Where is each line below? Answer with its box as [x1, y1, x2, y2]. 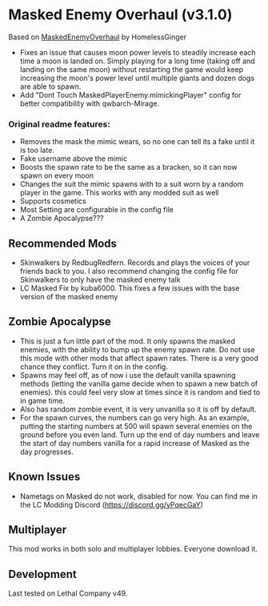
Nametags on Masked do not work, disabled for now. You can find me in [19, 491, 258, 501]
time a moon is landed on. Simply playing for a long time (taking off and [19, 56, 255, 66]
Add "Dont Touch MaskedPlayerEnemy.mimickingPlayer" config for [19, 90, 242, 99]
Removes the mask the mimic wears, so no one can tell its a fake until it [19, 137, 255, 146]
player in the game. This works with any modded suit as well [19, 188, 219, 198]
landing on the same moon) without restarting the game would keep [19, 64, 244, 74]
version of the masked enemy [19, 292, 118, 302]
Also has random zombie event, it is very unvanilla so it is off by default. [19, 404, 257, 414]
